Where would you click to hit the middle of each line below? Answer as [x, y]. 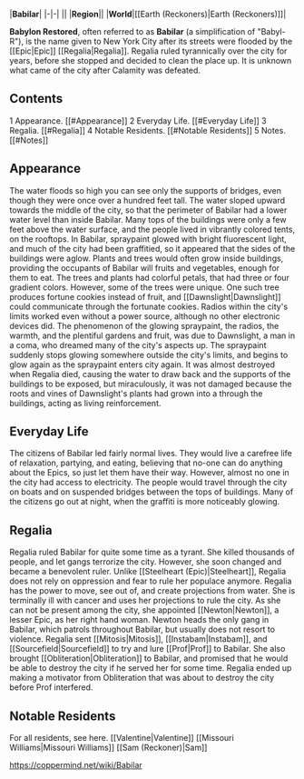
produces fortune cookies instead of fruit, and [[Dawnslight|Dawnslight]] [145, 296]
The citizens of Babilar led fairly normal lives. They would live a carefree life [151, 454]
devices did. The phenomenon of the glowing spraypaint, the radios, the [144, 325]
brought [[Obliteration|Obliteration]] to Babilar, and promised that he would [149, 658]
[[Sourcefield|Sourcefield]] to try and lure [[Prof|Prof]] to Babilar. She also [147, 649]
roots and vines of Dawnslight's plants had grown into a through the [136, 393]
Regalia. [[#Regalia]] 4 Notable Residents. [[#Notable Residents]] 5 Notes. [147, 130]
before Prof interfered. [51, 687]
